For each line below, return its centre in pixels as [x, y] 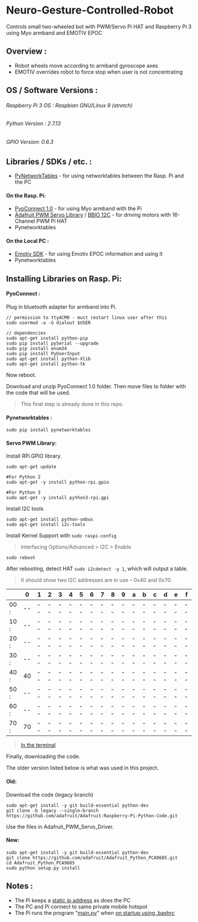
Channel [25, 221]
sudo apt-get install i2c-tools [46, 525]
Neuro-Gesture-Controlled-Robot [90, 10]
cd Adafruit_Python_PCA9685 [41, 863]
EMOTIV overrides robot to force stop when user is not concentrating [99, 72]
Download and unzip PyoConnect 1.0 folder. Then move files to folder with [96, 386]
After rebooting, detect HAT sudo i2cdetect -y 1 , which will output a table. [97, 569]
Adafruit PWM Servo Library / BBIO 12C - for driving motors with [93, 215]
